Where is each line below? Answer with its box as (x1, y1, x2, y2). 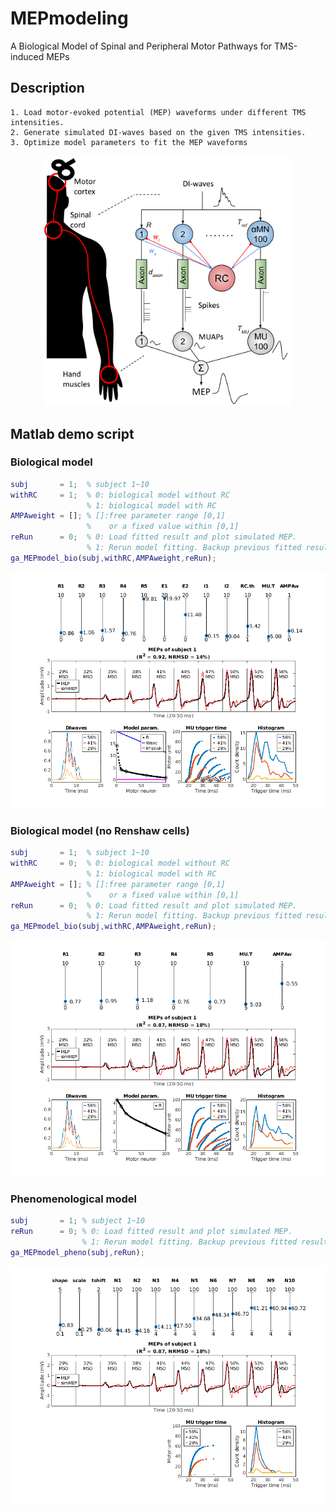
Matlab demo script (10, 425, 135, 442)
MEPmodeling (10, 7, 129, 30)
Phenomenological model (10, 1192, 137, 1206)
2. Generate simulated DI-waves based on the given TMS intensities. (10, 127, 307, 137)
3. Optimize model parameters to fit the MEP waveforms (10, 137, 248, 147)
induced (10, 50, 45, 62)
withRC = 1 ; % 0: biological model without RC (10, 490, 230, 500)
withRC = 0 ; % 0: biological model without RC (10, 858, 230, 868)
